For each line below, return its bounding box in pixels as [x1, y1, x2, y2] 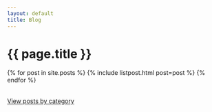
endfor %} [7, 76, 36, 85]
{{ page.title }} [7, 46, 92, 62]
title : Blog [7, 16, 41, 23]
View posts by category [7, 97, 74, 105]
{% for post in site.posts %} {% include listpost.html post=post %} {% [7, 69, 205, 77]
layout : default [7, 10, 54, 17]
